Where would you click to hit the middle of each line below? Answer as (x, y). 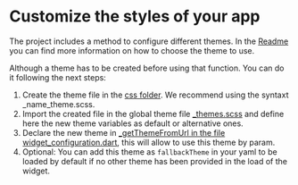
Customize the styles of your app (135, 17)
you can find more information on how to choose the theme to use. (132, 50)
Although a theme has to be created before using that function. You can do (147, 68)
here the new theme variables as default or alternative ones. (132, 123)
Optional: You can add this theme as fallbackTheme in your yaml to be (150, 151)
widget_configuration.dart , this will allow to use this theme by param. (149, 142)
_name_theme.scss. (58, 104)
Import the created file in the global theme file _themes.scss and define (153, 114)
